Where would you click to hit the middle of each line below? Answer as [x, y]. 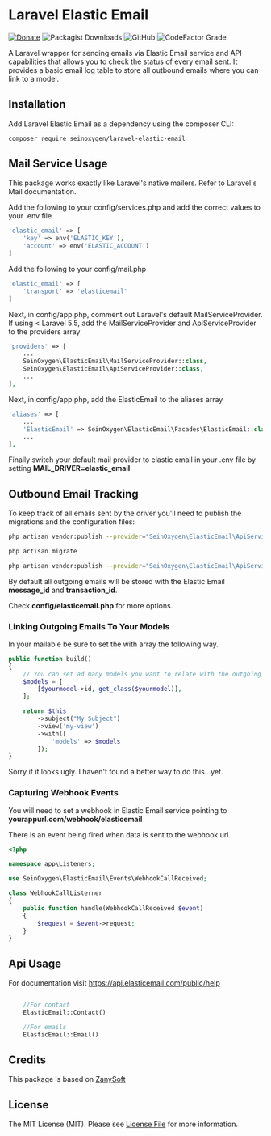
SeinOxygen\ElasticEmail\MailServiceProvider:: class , [115, 362]
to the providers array [44, 331]
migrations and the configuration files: [72, 522]
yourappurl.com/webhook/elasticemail [75, 819]
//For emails [45, 1027]
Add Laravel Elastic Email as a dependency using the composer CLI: [121, 124]
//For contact [46, 1005]
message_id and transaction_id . [63, 590]
